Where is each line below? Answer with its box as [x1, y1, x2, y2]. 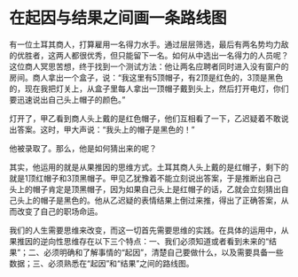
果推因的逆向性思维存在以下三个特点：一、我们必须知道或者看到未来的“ [9, 235, 270, 246]
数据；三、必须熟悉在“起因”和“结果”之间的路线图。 [9, 258, 194, 268]
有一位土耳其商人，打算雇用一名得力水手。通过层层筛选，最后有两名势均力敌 [9, 39, 289, 50]
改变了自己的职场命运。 [16, 205, 103, 217]
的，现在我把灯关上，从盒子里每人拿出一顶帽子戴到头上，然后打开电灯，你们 [9, 83, 289, 94]
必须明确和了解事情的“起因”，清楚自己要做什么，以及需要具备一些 [43, 247, 284, 258]
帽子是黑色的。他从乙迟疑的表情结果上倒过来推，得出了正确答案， [39, 195, 281, 205]
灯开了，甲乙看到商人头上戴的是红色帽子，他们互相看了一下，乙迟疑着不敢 [9, 112, 281, 124]
